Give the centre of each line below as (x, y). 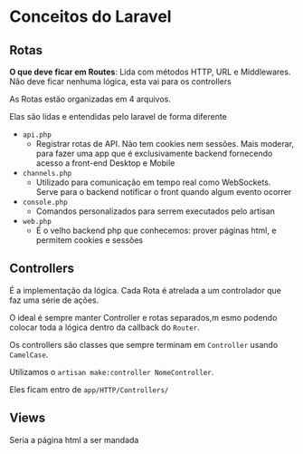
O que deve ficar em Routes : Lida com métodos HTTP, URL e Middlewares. (150, 72)
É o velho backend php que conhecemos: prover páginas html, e (156, 230)
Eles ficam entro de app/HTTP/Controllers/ (89, 389)
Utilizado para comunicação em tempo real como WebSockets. (153, 182)
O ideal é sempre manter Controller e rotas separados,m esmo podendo (143, 317)
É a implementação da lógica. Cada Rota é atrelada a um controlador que (146, 290)
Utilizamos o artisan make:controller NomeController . (112, 372)
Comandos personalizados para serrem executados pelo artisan (156, 211)
